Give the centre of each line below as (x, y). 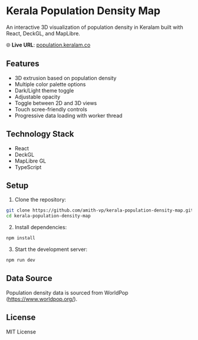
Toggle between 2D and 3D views (56, 103)
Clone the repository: (40, 200)
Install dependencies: (41, 227)
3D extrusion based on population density (65, 78)
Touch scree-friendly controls (51, 109)
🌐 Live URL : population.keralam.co (48, 45)
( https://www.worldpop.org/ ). (42, 299)
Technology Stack (40, 134)
